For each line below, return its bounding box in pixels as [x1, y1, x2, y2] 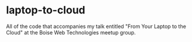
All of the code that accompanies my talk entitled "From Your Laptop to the [6, 23, 186, 30]
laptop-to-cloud [6, 3, 85, 17]
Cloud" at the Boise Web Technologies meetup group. [6, 29, 136, 36]
